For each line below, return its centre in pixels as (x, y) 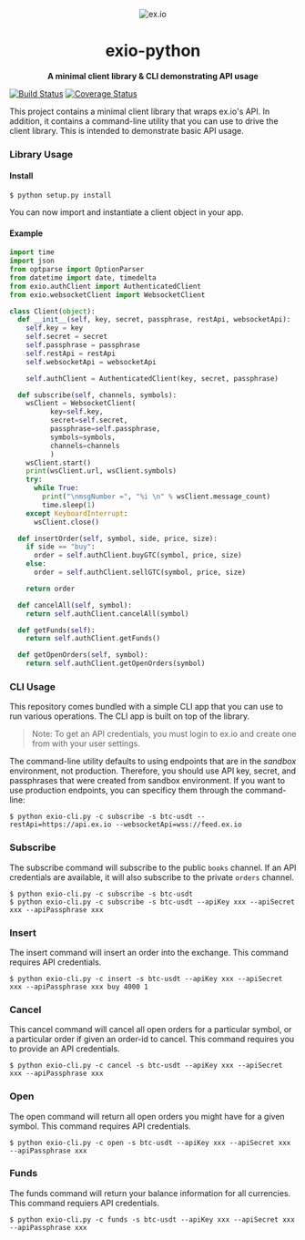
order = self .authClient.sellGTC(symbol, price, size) (140, 573)
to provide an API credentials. (65, 1049)
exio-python (153, 51)
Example (26, 233)
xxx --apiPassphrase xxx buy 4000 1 (79, 987)
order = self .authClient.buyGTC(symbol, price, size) (138, 556)
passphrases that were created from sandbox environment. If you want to (147, 781)
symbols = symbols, (83, 437)
